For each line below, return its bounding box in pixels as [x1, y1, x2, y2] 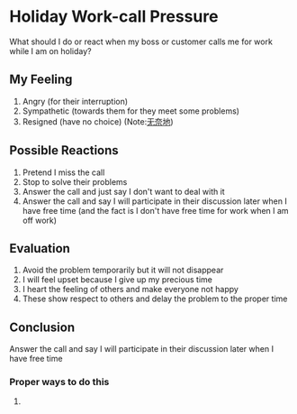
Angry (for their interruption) [22, 96, 129, 106]
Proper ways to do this [9, 376, 110, 389]
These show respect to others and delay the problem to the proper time [22, 293, 288, 304]
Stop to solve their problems [22, 176, 128, 187]
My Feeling [9, 72, 73, 87]
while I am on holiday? [9, 45, 92, 56]
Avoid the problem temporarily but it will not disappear [22, 264, 224, 276]
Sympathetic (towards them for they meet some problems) [22, 106, 240, 116]
